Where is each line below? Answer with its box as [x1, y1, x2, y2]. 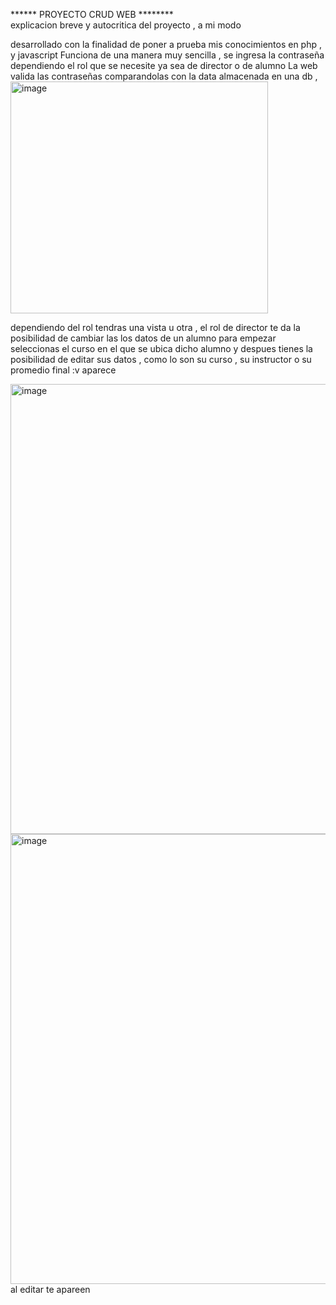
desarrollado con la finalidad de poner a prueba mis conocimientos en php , [10, 39, 322, 50]
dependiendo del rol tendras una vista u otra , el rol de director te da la [10, 322, 301, 333]
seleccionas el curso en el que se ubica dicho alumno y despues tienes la [10, 343, 313, 354]
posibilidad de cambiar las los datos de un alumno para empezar [10, 332, 277, 344]
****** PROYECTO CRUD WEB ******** [10, 9, 174, 20]
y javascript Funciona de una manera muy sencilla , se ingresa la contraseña [10, 49, 325, 61]
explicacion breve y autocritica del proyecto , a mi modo [10, 19, 242, 31]
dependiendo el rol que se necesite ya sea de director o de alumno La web [10, 60, 318, 71]
